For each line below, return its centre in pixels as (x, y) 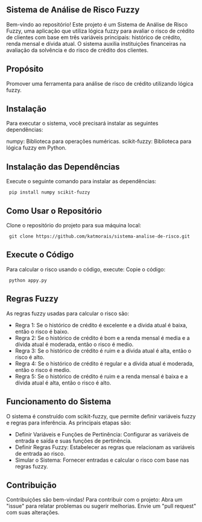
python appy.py (28, 280)
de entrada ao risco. (40, 453)
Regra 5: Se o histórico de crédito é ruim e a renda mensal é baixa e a (101, 376)
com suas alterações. (33, 512)
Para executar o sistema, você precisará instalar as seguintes (82, 124)
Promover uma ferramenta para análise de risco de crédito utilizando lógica (100, 83)
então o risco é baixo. (42, 332)
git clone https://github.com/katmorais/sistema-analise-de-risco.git (99, 237)
